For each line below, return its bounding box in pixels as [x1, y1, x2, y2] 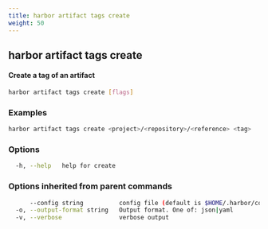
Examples [8, 107, 48, 118]
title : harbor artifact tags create [8, 11, 130, 20]
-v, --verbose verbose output [15, 214, 170, 222]
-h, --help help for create [15, 162, 116, 170]
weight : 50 [8, 19, 45, 27]
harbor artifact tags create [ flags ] [8, 88, 134, 96]
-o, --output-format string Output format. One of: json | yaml [15, 206, 234, 215]
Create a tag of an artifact [8, 71, 96, 80]
